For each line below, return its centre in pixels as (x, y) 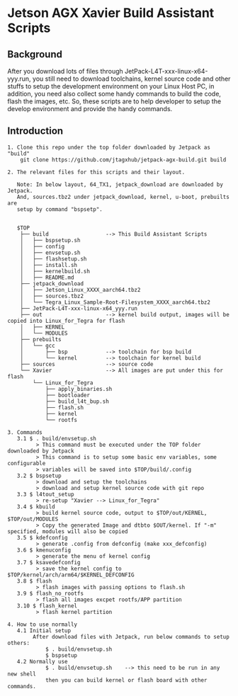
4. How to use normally (42, 624)
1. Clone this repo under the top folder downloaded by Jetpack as (109, 147)
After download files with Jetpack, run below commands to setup (131, 637)
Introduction (35, 131)
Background (35, 54)
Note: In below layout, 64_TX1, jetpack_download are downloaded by (120, 184)
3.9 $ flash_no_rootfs (50, 593)
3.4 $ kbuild (36, 507)
